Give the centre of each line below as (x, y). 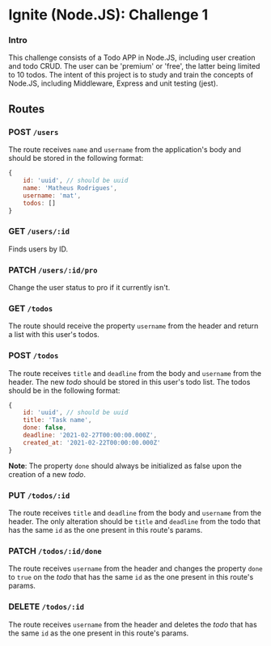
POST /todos (34, 356)
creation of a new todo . (47, 474)
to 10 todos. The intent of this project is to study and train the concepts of (131, 75)
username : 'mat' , (52, 196)
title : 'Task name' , (57, 420)
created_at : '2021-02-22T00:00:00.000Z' (92, 442)
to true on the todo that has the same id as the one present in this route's (131, 577)
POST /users (34, 132)
